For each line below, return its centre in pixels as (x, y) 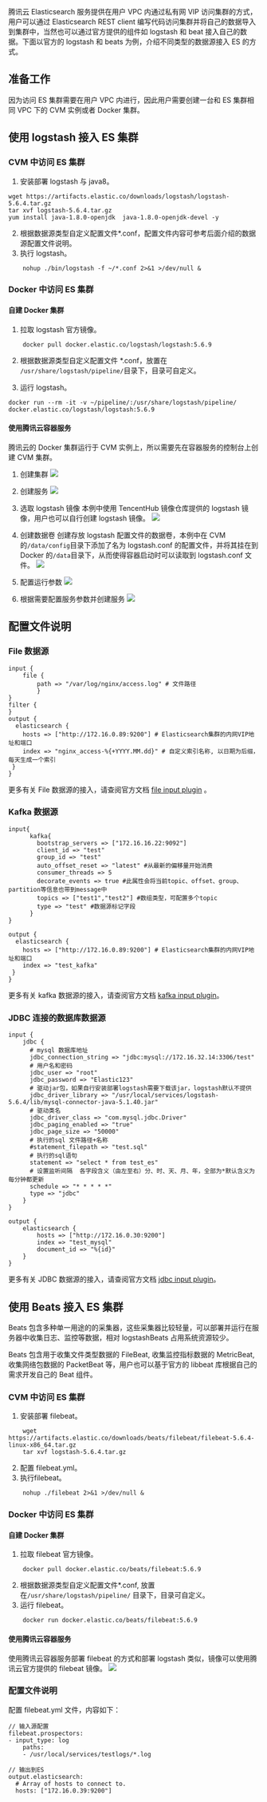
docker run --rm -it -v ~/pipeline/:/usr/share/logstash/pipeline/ (123, 402)
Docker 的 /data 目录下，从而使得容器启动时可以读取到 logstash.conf (131, 555)
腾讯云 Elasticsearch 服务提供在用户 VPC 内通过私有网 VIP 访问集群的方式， (133, 12)
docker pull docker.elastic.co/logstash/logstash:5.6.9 (118, 345)
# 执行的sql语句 (53, 1156)
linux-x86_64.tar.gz (43, 1445)
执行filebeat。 (43, 1478)
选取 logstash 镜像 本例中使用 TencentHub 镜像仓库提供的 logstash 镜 (134, 508)
